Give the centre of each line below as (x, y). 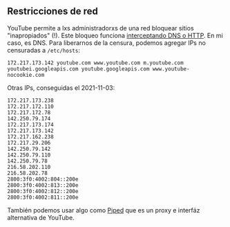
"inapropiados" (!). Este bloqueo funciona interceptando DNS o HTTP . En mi (115, 35)
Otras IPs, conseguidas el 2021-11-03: (61, 88)
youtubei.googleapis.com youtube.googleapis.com (78, 69)
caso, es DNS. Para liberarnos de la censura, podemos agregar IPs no (106, 43)
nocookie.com (26, 75)
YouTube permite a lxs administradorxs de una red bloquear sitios (101, 28)
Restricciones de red (52, 11)
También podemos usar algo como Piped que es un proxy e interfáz (104, 210)
